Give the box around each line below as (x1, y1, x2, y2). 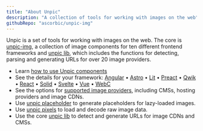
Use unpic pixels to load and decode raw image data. (14, 106, 148, 113)
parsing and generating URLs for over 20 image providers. (6, 56, 152, 63)
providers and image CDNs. (14, 93, 85, 100)
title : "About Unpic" (6, 8, 61, 15)
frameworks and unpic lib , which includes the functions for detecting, (6, 50, 179, 57)
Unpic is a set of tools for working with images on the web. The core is (6, 37, 182, 44)
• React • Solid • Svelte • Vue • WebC (14, 80, 111, 88)
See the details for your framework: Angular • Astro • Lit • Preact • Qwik (14, 74, 196, 81)
